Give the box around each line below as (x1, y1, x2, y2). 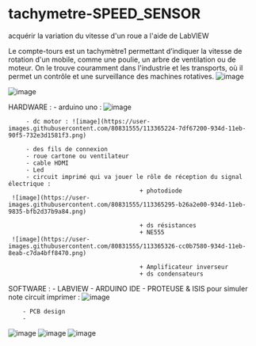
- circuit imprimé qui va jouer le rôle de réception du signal (25, 173, 243, 181)
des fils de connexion (32, 145, 109, 153)
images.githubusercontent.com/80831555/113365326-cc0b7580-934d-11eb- (8, 242, 246, 250)
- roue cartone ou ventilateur (25, 152, 129, 160)
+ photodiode (139, 187, 182, 195)
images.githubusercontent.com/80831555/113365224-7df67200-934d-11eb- (8, 124, 246, 132)
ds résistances (146, 221, 197, 230)
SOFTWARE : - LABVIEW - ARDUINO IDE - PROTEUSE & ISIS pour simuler (8, 283, 248, 293)
